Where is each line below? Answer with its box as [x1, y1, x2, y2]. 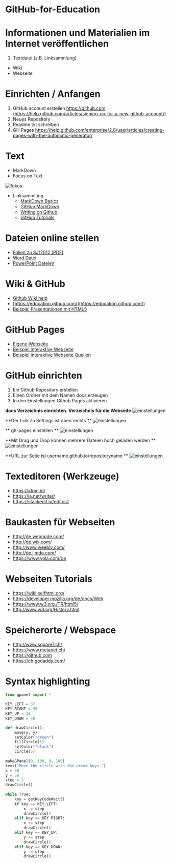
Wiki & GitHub [5, 278, 65, 290]
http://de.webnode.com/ [12, 533, 64, 539]
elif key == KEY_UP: [14, 830, 58, 835]
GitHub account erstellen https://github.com [12, 105, 106, 111]
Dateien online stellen [5, 232, 100, 244]
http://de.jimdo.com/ [12, 549, 56, 556]
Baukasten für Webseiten [5, 516, 115, 528]
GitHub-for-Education [5, 4, 101, 15]
